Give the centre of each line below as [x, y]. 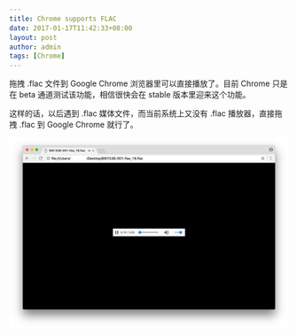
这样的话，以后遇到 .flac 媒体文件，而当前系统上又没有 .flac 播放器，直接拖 [146, 113]
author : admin [35, 47]
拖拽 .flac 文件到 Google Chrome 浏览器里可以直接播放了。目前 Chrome [140, 83]
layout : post [33, 37]
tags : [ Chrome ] [37, 56]
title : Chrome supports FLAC [63, 19]
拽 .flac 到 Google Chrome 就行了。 [74, 125]
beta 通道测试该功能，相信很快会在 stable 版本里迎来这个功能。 [135, 95]
